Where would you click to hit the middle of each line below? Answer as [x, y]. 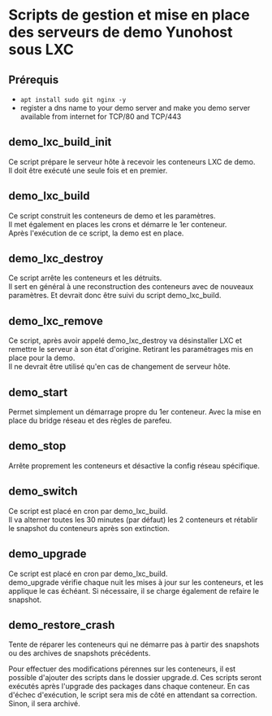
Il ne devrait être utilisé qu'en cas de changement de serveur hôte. [120, 367]
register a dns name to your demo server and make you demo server [135, 108]
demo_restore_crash [62, 625]
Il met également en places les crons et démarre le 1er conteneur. [118, 224]
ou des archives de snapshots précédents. [80, 653]
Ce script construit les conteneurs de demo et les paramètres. [112, 215]
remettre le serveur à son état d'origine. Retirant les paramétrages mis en [131, 349]
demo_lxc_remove [56, 321]
